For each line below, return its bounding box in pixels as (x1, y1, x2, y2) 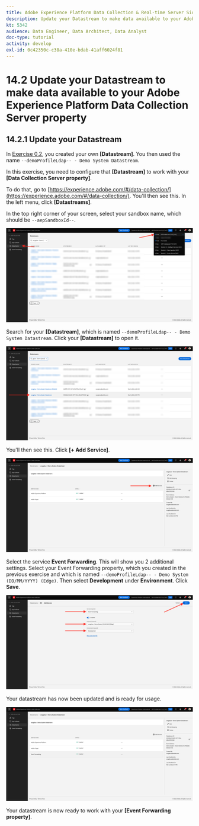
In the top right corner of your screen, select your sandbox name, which (6, 210, 182, 217)
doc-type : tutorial (6, 34, 54, 41)
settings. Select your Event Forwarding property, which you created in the (6, 565, 187, 572)
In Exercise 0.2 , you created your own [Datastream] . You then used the (6, 150, 181, 157)
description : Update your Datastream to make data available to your (6, 15, 182, 22)
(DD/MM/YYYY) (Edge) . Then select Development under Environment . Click (6, 577, 188, 584)
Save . (6, 584, 21, 591)
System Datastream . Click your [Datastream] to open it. (6, 335, 140, 342)
